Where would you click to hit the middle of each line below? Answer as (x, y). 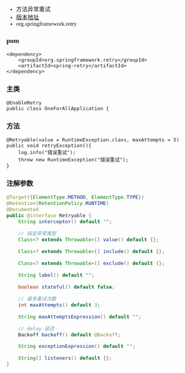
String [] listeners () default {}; (65, 358)
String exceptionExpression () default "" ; (77, 346)
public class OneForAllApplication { (58, 109)
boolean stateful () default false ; (67, 286)
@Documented (23, 209)
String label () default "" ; (56, 275)
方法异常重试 (33, 9)
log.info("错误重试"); (47, 153)
